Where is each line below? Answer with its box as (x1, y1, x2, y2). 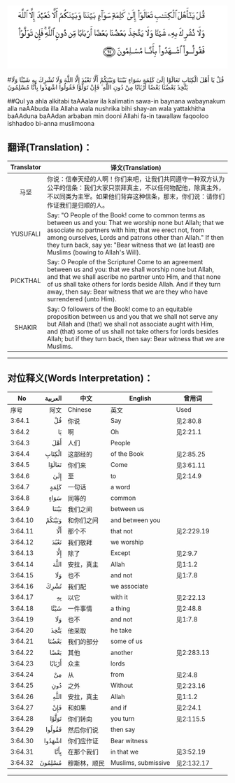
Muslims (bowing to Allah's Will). (46, 248, 141, 257)
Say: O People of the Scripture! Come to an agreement (46, 258, 204, 266)
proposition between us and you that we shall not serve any (46, 312, 218, 320)
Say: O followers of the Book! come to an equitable (46, 305, 192, 313)
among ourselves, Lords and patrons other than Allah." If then (46, 234, 225, 242)
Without (111, 681, 134, 690)
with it (111, 593, 128, 601)
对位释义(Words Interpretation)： (7, 373, 154, 385)
